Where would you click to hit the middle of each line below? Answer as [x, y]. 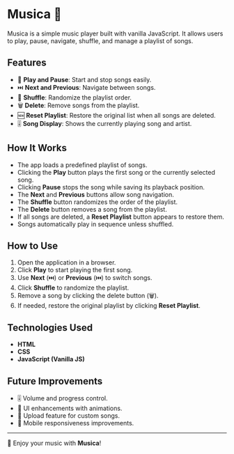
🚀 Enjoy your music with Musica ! [54, 443]
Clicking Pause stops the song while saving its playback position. [111, 187]
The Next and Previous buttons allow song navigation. [95, 194]
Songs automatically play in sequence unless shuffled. [95, 224]
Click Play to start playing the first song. [75, 270]
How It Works [37, 148]
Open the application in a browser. [67, 263]
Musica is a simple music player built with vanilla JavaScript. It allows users [115, 33]
